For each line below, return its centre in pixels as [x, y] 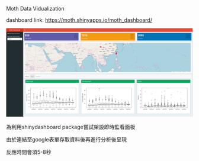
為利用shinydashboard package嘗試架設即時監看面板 [71, 127]
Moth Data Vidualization [36, 9]
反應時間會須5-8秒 [29, 152]
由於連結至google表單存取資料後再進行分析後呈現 [67, 139]
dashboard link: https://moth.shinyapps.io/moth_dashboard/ [79, 20]
